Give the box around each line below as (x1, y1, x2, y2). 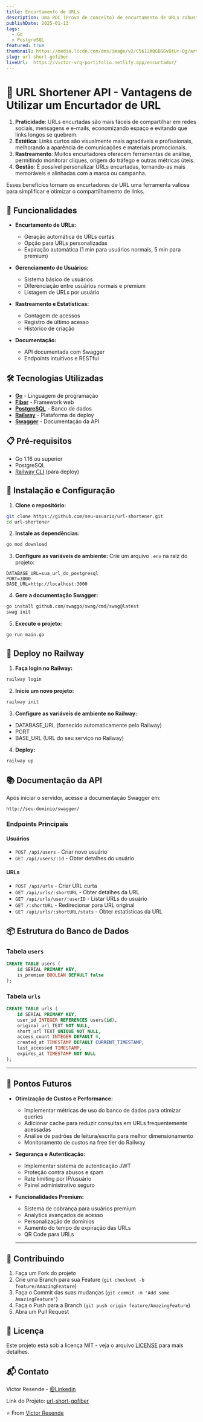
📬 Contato (6, 1366, 50, 1377)
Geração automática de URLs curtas (24, 233, 115, 241)
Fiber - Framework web (14, 398, 74, 406)
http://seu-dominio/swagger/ (6, 806, 80, 812)
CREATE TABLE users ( (6, 961, 61, 967)
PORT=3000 (6, 576, 31, 582)
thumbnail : (6, 48, 34, 54)
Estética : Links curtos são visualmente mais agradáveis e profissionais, (14, 137, 193, 145)
